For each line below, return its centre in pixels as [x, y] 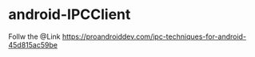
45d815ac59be [33, 44]
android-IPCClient [70, 15]
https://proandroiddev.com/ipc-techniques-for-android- [154, 36]
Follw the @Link [35, 36]
